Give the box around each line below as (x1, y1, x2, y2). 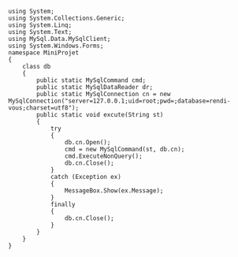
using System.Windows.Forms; (8, 42, 104, 50)
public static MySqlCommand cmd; (36, 76, 147, 84)
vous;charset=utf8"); (8, 104, 80, 112)
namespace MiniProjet (8, 49, 80, 57)
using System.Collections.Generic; (8, 14, 125, 22)
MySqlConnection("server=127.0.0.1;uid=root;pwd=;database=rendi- (8, 97, 231, 105)
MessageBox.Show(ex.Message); (64, 187, 164, 195)
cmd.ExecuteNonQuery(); (64, 152, 143, 160)
